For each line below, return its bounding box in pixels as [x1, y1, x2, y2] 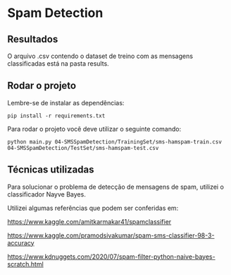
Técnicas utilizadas [7, 164, 94, 176]
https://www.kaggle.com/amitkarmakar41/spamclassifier [7, 217, 172, 226]
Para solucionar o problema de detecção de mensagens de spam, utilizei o [7, 182, 224, 191]
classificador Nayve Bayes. [7, 189, 86, 199]
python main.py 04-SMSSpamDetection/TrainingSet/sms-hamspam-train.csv [7, 138, 222, 146]
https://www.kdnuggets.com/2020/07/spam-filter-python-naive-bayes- [7, 252, 216, 261]
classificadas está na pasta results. [7, 59, 109, 68]
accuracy [7, 238, 35, 247]
